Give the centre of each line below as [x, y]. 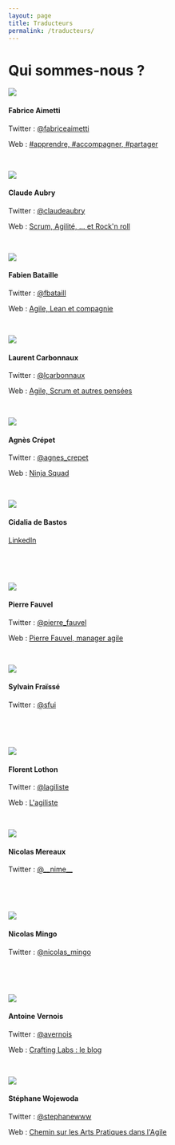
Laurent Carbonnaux [43, 357]
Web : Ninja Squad [39, 473]
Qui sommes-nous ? [77, 70]
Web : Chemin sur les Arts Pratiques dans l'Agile [88, 1131]
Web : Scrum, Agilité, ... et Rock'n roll [69, 226]
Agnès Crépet [32, 440]
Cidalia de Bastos [38, 522]
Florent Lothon [33, 769]
